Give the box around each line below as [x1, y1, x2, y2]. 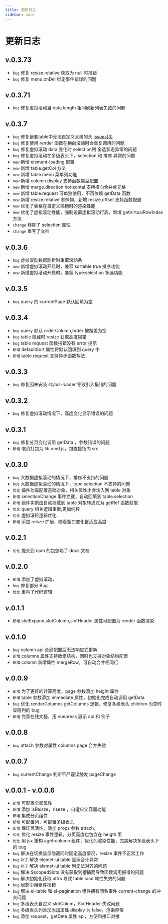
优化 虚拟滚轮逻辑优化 [12, 512, 57, 518]
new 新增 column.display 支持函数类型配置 [12, 178, 99, 184]
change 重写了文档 [12, 228, 50, 234]
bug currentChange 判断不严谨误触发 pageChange [12, 771, 116, 777]
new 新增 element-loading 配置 [12, 159, 75, 165]
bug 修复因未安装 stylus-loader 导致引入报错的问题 [12, 381, 117, 388]
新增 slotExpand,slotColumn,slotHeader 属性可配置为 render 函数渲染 [12, 618, 154, 624]
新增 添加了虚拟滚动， [12, 576, 57, 582]
